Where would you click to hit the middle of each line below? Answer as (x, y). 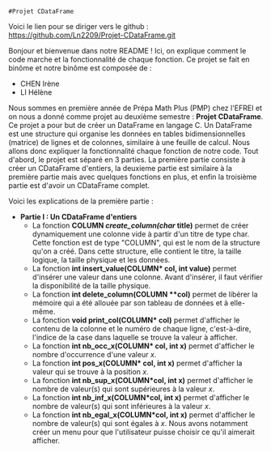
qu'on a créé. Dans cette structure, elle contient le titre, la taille (137, 251)
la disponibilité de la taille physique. (91, 286)
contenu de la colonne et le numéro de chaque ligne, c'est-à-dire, (142, 328)
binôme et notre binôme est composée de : (80, 68)
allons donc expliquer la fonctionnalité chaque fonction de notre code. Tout (133, 151)
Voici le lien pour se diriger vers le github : (78, 26)
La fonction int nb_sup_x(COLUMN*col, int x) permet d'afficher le (142, 380)
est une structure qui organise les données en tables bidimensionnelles (127, 134)
